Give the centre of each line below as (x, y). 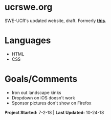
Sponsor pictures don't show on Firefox (51, 103)
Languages (28, 40)
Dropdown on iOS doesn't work (43, 97)
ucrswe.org (29, 7)
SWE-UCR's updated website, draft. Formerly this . (55, 21)
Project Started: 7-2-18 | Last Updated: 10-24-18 (54, 112)
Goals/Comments (41, 79)
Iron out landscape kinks (36, 93)
